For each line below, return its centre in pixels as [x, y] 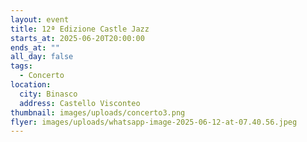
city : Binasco [48, 94]
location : [31, 85]
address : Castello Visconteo [80, 103]
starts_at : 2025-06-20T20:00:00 [77, 38]
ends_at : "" [35, 47]
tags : [21, 66]
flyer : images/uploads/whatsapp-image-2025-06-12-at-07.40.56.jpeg [154, 122]
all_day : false [42, 57]
